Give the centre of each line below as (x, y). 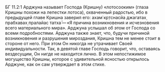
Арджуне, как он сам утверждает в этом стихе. (55, 64)
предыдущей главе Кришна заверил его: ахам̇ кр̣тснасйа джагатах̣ (76, 17)
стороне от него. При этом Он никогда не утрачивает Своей (69, 43)
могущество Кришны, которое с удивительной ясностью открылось (77, 59)
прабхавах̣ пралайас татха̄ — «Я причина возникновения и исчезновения (82, 23)
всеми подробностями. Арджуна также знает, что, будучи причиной (77, 33)
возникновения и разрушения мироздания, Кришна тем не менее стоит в (83, 38)
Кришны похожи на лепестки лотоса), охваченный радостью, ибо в (76, 12)
